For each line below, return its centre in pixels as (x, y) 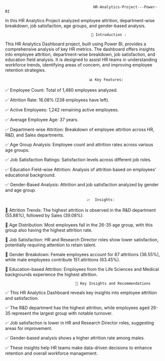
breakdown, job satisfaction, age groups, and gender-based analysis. (76, 26)
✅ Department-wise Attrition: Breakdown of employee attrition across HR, (80, 130)
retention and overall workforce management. (51, 353)
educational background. (30, 175)
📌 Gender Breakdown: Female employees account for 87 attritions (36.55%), (82, 254)
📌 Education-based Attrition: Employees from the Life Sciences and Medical (82, 269)
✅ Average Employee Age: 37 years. (42, 120)
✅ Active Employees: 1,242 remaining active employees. (62, 110)
